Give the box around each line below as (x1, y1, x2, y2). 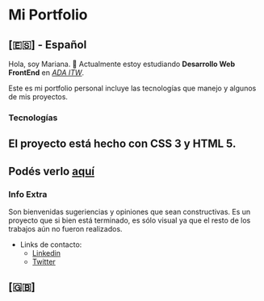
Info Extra (8, 188, 48, 199)
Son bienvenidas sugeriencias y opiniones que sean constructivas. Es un (8, 207, 251, 216)
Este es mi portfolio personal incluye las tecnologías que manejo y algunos (8, 83, 257, 93)
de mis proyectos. (8, 92, 69, 102)
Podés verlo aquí (8, 164, 95, 178)
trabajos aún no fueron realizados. (8, 224, 123, 233)
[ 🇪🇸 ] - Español (8, 38, 87, 52)
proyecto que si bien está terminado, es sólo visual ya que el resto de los (8, 215, 251, 225)
